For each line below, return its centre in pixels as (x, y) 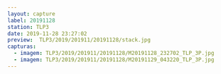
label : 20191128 (31, 20)
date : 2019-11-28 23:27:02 (47, 33)
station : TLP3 (28, 27)
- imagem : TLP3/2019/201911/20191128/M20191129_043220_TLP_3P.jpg (114, 60)
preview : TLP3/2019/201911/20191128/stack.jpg (79, 40)
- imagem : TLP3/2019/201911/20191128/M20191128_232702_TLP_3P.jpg (114, 54)
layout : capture (31, 14)
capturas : (22, 47)
